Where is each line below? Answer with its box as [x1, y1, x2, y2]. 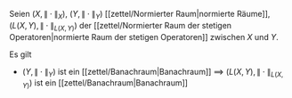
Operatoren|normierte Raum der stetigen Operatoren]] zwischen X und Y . [9, 31, 279, 42]
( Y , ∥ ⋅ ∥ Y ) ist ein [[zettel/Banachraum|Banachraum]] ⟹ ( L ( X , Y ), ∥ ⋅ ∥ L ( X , [21, 66, 284, 79]
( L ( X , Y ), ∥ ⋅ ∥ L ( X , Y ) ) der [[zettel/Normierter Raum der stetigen [9, 20, 232, 33]
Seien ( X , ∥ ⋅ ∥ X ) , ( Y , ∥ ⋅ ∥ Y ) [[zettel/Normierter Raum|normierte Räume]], [9, 9, 271, 21]
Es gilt [9, 49, 32, 60]
